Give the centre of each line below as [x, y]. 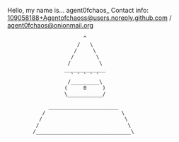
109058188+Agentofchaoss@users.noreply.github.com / [89, 18]
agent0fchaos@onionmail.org [51, 25]
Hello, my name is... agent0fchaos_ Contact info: [78, 10]
